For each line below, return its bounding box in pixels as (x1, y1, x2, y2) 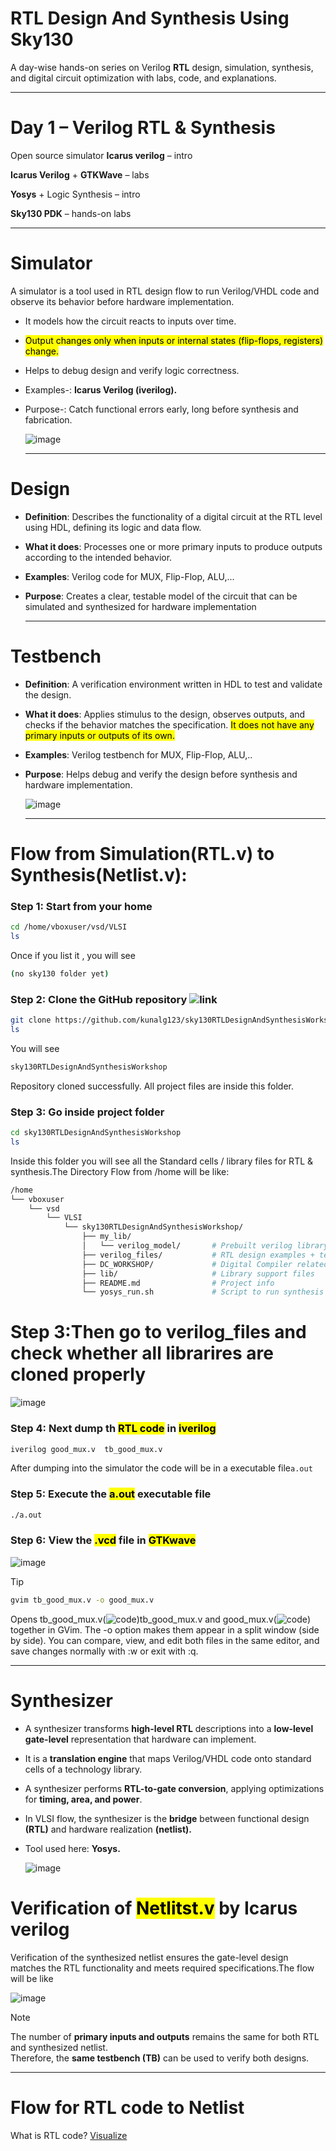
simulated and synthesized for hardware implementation (24, 600, 257, 612)
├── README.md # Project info (81, 1278, 275, 1288)
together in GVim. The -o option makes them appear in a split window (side (10, 1623, 320, 1636)
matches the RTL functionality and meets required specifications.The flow (10, 1962, 315, 1974)
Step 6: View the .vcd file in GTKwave (10, 1533, 197, 1547)
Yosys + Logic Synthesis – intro (10, 188, 141, 200)
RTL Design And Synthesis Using (10, 7, 290, 30)
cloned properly (10, 1363, 147, 1386)
